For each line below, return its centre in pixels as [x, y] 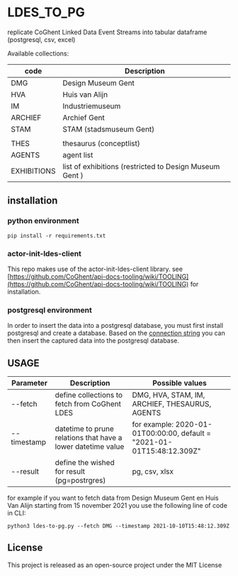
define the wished [85, 463]
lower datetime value [90, 447]
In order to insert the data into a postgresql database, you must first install [115, 326]
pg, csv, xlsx [153, 471]
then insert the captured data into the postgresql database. [93, 341]
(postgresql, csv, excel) [41, 39]
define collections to [89, 395]
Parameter [30, 383]
